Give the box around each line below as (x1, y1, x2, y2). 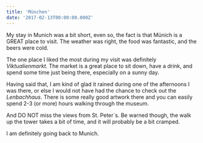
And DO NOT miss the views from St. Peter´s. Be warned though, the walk (6, 111, 191, 119)
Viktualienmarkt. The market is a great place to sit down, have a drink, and (6, 62, 193, 70)
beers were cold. (6, 44, 49, 52)
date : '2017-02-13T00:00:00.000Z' (6, 15, 94, 21)
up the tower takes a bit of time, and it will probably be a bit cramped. (6, 118, 181, 125)
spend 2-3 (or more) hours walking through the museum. (6, 99, 149, 107)
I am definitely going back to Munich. (6, 130, 99, 137)
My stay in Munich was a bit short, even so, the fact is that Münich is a (6, 31, 182, 38)
